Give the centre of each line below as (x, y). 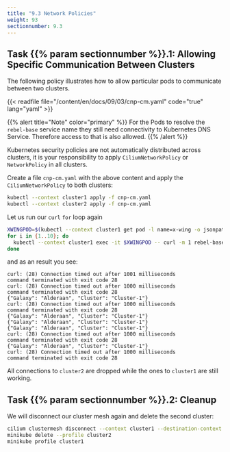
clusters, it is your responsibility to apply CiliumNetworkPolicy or (98, 158)
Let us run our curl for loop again (55, 217)
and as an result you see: (42, 262)
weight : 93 (23, 20)
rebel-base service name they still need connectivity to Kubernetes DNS (109, 129)
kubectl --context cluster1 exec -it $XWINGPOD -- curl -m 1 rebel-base (119, 242)
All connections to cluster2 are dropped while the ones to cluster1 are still (113, 371)
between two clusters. (38, 88)
